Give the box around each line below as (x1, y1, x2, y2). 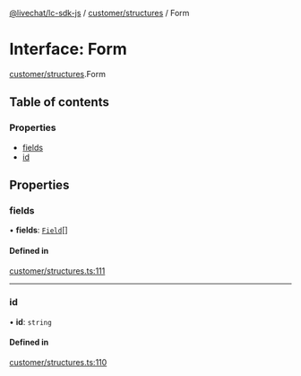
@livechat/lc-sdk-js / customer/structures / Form (9, 8, 190, 18)
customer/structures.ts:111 (9, 265, 106, 276)
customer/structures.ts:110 (9, 357, 107, 368)
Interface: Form (9, 39, 127, 59)
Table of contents (9, 94, 109, 110)
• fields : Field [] (9, 224, 69, 236)
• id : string (9, 316, 52, 327)
